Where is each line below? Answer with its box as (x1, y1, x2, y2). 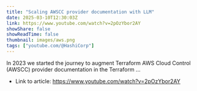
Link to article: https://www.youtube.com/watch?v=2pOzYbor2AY (15, 77, 180, 85)
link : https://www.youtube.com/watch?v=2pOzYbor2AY (6, 20, 141, 26)
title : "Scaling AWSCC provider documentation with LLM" (6, 8, 155, 15)
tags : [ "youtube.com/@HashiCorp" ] (6, 43, 95, 49)
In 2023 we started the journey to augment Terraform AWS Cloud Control (6, 59, 191, 67)
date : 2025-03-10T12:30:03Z (6, 15, 78, 21)
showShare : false (6, 25, 51, 32)
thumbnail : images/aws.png (6, 37, 75, 43)
